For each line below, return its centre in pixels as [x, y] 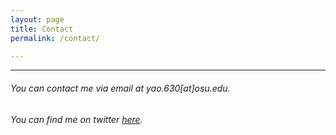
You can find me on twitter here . [76, 119]
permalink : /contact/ [55, 38]
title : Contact [42, 29]
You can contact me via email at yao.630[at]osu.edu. [120, 88]
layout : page [37, 19]
